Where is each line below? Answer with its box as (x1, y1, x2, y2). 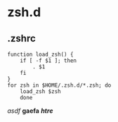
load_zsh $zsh (20, 88, 61, 95)
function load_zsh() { (7, 51, 74, 58)
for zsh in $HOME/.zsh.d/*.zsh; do (7, 82, 112, 89)
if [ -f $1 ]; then (20, 57, 77, 64)
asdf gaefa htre (7, 106, 53, 115)
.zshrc (7, 32, 37, 44)
